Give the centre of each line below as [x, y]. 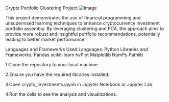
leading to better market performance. [45, 39]
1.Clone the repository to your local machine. [52, 65]
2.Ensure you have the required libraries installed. [57, 74]
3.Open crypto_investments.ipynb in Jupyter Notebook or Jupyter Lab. [80, 84]
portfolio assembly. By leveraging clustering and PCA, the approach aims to [85, 29]
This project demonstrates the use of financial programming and [73, 18]
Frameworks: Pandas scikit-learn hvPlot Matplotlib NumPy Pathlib [74, 55]
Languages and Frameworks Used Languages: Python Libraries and [77, 49]
